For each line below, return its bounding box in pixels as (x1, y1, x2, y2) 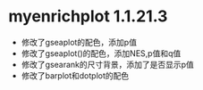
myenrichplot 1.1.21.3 (8, 6, 168, 27)
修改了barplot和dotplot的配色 (21, 70, 130, 81)
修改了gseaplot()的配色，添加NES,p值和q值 (21, 47, 182, 59)
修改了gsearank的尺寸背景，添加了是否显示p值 (21, 59, 194, 70)
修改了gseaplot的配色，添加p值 (21, 37, 138, 47)
